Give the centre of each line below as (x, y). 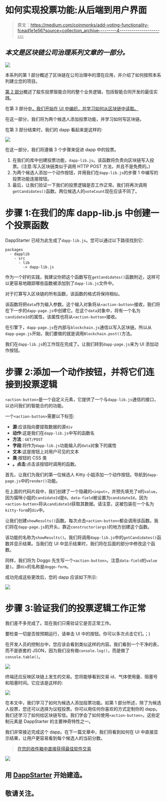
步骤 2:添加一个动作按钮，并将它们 (76, 372)
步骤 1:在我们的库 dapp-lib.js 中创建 (78, 213)
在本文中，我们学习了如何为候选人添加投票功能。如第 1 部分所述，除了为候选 (83, 703)
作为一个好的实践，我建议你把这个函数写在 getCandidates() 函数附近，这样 (81, 277)
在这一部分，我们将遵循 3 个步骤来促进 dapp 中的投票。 (62, 149)
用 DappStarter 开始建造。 (46, 775)
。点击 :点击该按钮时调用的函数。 (46, 464)
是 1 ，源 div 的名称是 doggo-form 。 (38, 566)
